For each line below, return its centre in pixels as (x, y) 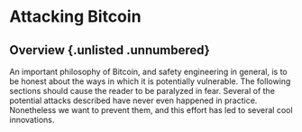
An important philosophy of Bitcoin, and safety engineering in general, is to (148, 71)
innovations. (32, 120)
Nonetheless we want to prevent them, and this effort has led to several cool (151, 110)
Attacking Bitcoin (75, 17)
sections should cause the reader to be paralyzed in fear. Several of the (142, 91)
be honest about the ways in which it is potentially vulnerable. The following (150, 81)
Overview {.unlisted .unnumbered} (110, 50)
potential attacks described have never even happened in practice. (133, 100)
